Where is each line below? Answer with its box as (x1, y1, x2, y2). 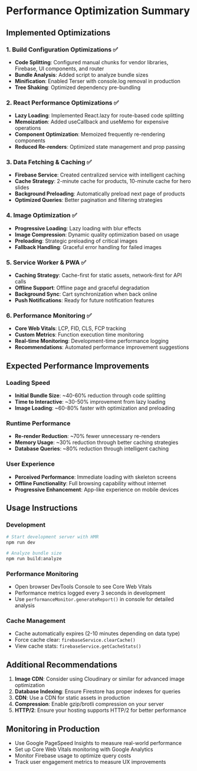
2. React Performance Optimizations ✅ (6, 99, 119, 107)
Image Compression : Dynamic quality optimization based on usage (14, 231, 179, 238)
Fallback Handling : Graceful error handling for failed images (14, 243, 162, 250)
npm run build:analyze (6, 556, 62, 561)
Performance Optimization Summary (6, 4, 191, 18)
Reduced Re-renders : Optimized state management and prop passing (14, 143, 185, 151)
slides (14, 184, 29, 191)
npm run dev (6, 540, 35, 545)
